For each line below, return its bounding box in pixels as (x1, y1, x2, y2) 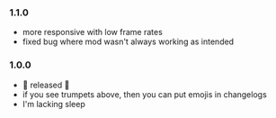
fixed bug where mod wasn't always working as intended (22, 36, 235, 47)
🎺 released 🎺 (22, 79, 70, 90)
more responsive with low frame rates (22, 27, 164, 38)
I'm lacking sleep (22, 98, 85, 109)
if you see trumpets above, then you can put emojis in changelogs (22, 88, 267, 100)
